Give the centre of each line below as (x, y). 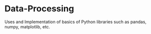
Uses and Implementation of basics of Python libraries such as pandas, (75, 22)
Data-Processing (39, 9)
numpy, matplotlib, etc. (27, 26)
